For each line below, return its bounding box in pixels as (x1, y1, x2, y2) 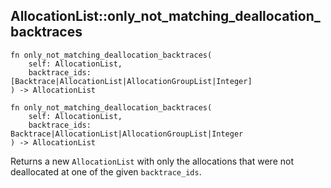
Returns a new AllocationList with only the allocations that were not (10, 155, 294, 167)
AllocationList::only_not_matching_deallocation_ (10, 8, 321, 25)
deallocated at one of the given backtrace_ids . (10, 165, 202, 178)
